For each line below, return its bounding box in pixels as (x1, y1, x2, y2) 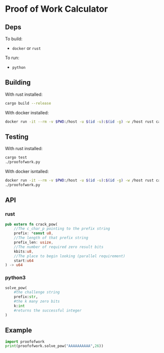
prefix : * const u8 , (14, 231, 54, 236)
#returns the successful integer (14, 308, 82, 313)
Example (5, 326, 32, 334)
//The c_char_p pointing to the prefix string (14, 226, 110, 231)
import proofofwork (5, 339, 45, 344)
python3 (5, 274, 26, 281)
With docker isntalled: (5, 169, 49, 175)
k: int (14, 304, 25, 309)
